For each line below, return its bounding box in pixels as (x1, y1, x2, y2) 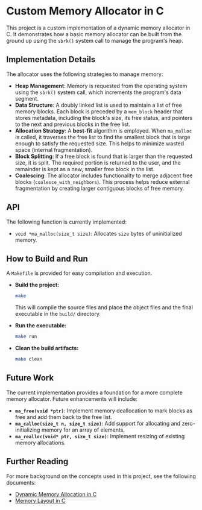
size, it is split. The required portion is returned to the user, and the (14, 159, 181, 166)
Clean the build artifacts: (14, 345, 79, 352)
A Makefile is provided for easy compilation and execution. (6, 269, 153, 277)
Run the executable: (14, 322, 67, 329)
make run (14, 333, 37, 340)
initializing (14, 426, 40, 433)
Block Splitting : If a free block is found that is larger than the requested (14, 153, 193, 160)
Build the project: (14, 282, 59, 289)
